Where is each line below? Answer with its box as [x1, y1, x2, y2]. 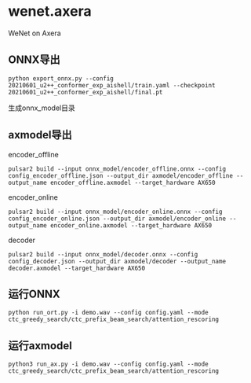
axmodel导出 [8, 128, 72, 142]
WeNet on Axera [8, 28, 61, 38]
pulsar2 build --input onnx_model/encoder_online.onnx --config [8, 208, 223, 215]
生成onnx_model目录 [8, 103, 76, 112]
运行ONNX [8, 287, 60, 300]
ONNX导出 [8, 53, 60, 67]
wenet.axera [8, 2, 92, 20]
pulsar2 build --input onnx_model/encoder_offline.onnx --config [8, 164, 226, 173]
